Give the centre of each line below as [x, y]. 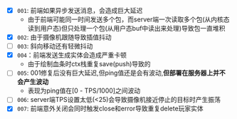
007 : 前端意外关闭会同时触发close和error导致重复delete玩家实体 [110, 108]
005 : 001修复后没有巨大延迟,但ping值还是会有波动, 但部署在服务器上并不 [121, 73]
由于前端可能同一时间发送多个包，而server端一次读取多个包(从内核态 [128, 19]
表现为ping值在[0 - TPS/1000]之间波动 [84, 90]
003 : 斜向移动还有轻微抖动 [55, 46]
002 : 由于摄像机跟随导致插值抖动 [64, 37]
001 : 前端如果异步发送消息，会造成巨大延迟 [80, 10]
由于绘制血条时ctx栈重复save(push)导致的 [89, 64]
